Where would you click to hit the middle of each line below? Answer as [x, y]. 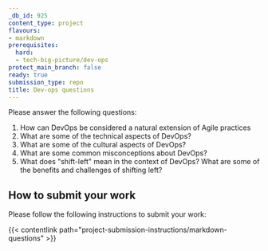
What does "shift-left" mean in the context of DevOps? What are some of [140, 162]
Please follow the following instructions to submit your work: [107, 214]
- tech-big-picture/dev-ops [62, 61]
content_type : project [46, 23]
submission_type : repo [46, 82]
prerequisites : [33, 45]
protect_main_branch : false [55, 68]
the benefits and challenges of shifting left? [91, 170]
